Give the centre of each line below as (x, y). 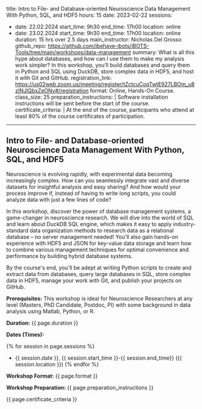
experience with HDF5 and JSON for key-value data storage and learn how (99, 243)
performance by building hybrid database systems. (69, 256)
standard (17, 230)
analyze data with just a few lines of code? (59, 199)
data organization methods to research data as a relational (102, 230)
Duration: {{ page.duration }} (42, 323)
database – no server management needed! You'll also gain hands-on (92, 236)
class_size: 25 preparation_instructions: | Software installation (91, 97)
